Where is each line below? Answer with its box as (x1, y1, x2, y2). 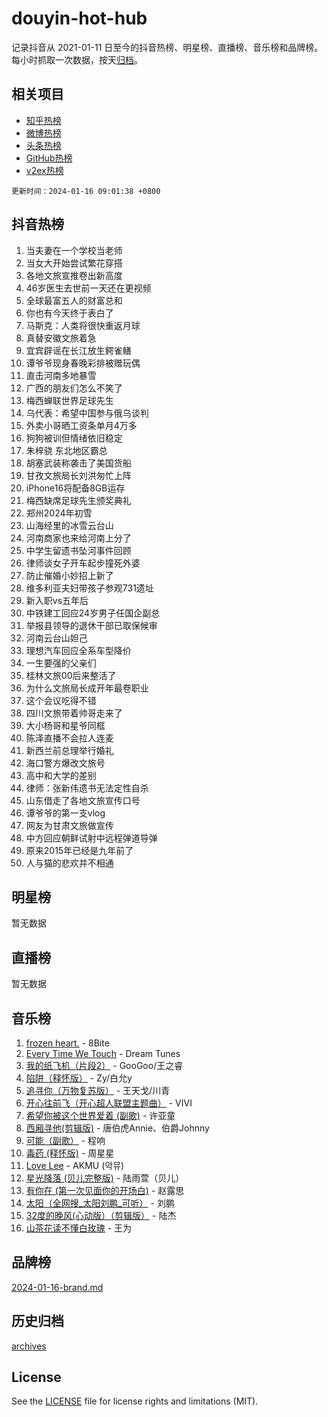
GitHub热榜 (25, 152, 73, 164)
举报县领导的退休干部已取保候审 (25, 619, 158, 631)
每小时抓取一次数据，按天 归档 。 (11, 53, 143, 66)
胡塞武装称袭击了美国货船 (25, 457, 132, 469)
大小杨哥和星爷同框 (25, 719, 106, 731)
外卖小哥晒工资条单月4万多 (25, 419, 138, 431)
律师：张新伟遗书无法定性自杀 (25, 782, 149, 794)
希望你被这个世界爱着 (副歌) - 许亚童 (25, 1110, 176, 1121)
